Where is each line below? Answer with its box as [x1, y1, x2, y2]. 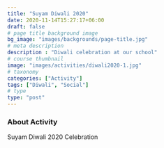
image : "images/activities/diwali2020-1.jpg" [7, 62, 142, 69]
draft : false [7, 23, 45, 30]
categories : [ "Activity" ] [7, 74, 82, 82]
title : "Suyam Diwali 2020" [7, 10, 89, 17]
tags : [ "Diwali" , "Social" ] [7, 81, 89, 88]
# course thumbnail [7, 56, 64, 63]
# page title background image [7, 29, 98, 37]
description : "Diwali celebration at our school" [7, 49, 158, 56]
